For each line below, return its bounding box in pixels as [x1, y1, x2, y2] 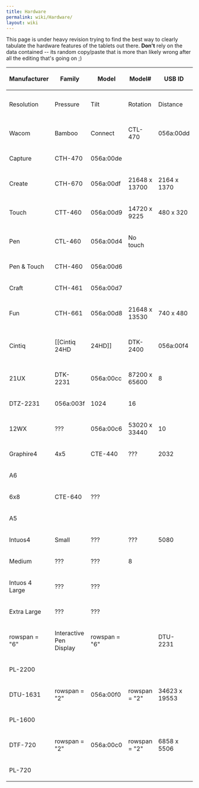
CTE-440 [91, 450, 118, 458]
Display [54, 644, 76, 652]
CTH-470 [54, 155, 83, 163]
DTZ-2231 [9, 399, 40, 408]
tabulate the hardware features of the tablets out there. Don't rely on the [6, 42, 182, 49]
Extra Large [9, 608, 41, 616]
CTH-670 [54, 180, 83, 188]
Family [60, 75, 80, 83]
